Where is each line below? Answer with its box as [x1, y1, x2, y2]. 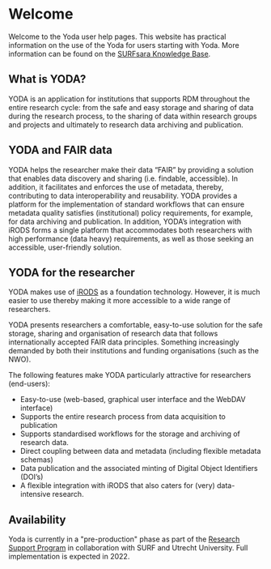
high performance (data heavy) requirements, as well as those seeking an [8, 233, 254, 243]
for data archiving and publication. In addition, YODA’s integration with [8, 216, 242, 226]
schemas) [19, 455, 54, 464]
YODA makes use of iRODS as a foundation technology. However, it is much [8, 287, 260, 297]
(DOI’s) [19, 472, 44, 482]
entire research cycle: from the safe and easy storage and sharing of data [8, 102, 254, 112]
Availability [8, 512, 66, 527]
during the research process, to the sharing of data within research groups [8, 111, 257, 121]
